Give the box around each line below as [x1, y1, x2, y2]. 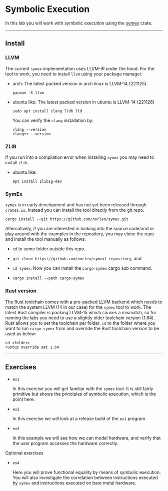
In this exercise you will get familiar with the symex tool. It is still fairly [12, 386, 153, 392]
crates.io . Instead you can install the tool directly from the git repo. [5, 207, 144, 213]
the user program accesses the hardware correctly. [12, 441, 118, 447]
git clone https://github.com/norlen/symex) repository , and [12, 256, 141, 262]
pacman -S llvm [12, 90, 44, 95]
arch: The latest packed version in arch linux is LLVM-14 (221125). [12, 80, 148, 86]
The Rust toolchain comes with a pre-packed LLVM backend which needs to [5, 299, 162, 305]
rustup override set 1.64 [5, 345, 59, 350]
